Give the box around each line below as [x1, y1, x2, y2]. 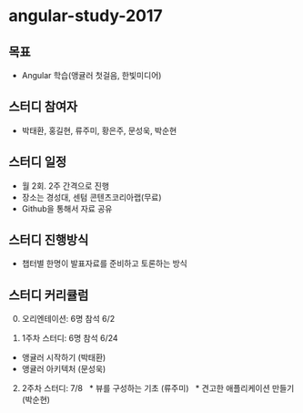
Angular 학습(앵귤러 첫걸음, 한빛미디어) [21, 70, 162, 80]
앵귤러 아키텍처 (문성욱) [21, 364, 106, 375]
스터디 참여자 [8, 99, 78, 115]
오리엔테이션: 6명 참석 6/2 [21, 314, 116, 325]
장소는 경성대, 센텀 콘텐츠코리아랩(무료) [21, 191, 162, 202]
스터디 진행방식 [8, 232, 89, 248]
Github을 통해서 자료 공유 [21, 202, 113, 214]
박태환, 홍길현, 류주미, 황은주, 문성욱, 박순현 [21, 125, 177, 136]
